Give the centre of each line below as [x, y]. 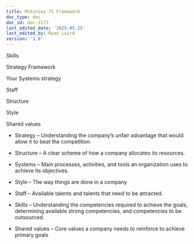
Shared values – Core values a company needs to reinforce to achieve [100, 229]
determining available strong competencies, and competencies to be [98, 211]
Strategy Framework [31, 67]
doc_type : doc [24, 17]
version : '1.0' [25, 39]
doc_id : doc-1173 [27, 22]
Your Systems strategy [34, 78]
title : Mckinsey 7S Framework [43, 11]
